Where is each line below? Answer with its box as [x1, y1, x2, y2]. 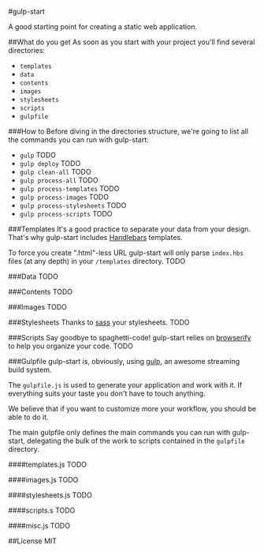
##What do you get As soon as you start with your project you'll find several [8, 37, 255, 47]
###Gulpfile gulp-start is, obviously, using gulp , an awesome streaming [8, 357, 240, 366]
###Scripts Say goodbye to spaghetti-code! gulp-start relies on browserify [8, 333, 251, 342]
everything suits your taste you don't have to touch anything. [8, 389, 206, 398]
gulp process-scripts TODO [19, 209, 113, 218]
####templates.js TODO [8, 460, 87, 469]
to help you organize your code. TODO [8, 341, 134, 351]
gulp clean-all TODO [19, 167, 92, 176]
